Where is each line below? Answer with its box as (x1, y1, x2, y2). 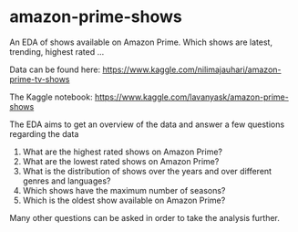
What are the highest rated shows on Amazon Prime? (22, 146, 223, 157)
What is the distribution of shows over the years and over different (22, 165, 272, 176)
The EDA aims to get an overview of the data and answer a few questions (9, 119, 285, 130)
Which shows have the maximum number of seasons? (22, 185, 226, 195)
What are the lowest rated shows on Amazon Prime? (22, 155, 220, 166)
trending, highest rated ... (9, 46, 105, 57)
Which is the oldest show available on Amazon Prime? (22, 195, 226, 206)
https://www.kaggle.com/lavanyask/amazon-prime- (94, 91, 289, 102)
